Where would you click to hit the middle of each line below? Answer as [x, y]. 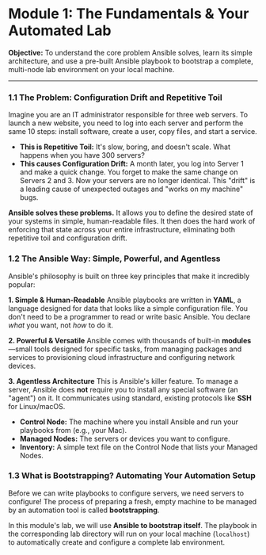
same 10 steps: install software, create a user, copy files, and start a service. [133, 132]
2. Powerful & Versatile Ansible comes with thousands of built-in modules [130, 340]
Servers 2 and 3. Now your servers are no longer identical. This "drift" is [137, 181]
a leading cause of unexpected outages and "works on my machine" [131, 189]
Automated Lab [60, 31]
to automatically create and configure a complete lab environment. [117, 542]
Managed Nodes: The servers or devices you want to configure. [125, 438]
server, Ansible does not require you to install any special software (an [123, 389]
